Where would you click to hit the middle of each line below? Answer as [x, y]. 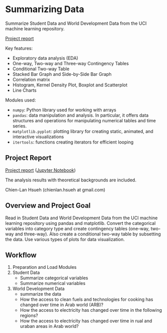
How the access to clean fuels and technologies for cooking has [87, 300]
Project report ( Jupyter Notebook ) [40, 170]
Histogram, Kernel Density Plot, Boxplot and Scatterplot [70, 85]
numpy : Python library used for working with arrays [64, 110]
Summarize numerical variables [53, 283]
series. [19, 126]
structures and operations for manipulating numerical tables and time [84, 120]
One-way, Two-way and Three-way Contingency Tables [71, 63]
